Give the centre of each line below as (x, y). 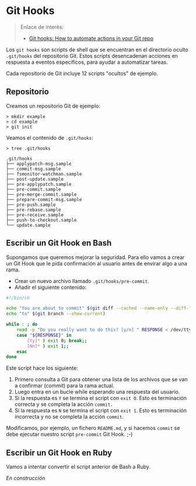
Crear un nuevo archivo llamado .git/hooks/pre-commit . (82, 281)
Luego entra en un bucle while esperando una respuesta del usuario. (97, 392)
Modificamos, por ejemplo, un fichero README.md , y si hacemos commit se (93, 428)
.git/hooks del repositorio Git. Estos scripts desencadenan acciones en (92, 56)
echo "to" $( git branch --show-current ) (56, 314)
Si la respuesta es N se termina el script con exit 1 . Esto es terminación (100, 411)
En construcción (26, 478)
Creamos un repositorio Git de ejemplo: (53, 106)
